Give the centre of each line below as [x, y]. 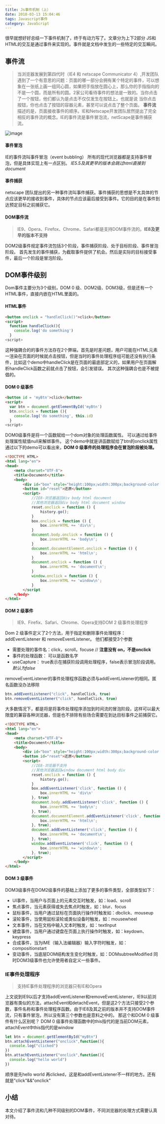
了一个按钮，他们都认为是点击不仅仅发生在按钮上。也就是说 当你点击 [86, 99]
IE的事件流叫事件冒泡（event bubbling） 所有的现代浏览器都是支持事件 [77, 157]
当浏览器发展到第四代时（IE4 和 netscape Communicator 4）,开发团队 [88, 74]
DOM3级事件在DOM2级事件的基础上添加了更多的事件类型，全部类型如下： [81, 890]
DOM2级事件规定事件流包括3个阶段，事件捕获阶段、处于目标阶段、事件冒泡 [82, 246]
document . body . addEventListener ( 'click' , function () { [90, 802]
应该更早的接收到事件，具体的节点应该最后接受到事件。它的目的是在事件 [82, 199]
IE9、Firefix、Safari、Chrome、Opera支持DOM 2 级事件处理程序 [82, 622]
